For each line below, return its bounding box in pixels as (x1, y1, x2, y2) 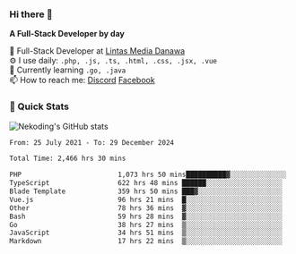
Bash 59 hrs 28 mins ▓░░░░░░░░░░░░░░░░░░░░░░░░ (9, 212, 283, 221)
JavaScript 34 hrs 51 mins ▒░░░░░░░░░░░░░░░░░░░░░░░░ (9, 228, 283, 238)
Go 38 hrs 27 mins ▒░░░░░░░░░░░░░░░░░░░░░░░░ (9, 220, 283, 229)
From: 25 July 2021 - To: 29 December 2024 (9, 138, 175, 147)
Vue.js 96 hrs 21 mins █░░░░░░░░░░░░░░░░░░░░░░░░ (9, 195, 283, 204)
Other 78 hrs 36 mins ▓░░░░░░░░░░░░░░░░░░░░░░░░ (9, 203, 283, 213)
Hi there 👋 (9, 8, 54, 21)
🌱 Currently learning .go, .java (9, 64, 126, 75)
